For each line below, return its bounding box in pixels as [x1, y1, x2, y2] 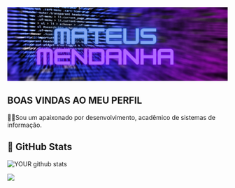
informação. [7, 121, 42, 129]
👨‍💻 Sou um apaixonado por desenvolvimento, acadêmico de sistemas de [7, 113, 215, 121]
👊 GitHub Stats [7, 141, 72, 153]
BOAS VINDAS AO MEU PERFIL [7, 95, 143, 107]
